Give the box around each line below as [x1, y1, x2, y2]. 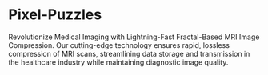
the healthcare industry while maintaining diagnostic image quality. [8, 57, 229, 67]
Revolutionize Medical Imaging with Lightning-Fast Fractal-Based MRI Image [8, 32, 260, 41]
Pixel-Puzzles [8, 6, 102, 24]
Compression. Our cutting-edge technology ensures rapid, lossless [8, 40, 230, 49]
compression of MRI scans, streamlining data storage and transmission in [8, 49, 250, 58]
